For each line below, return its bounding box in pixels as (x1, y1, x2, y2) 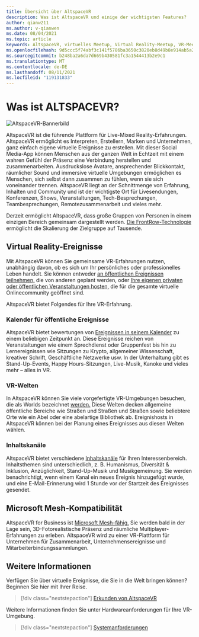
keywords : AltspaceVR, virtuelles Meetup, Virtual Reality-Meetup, (6, 42, 176, 48)
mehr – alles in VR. (6, 367, 52, 374)
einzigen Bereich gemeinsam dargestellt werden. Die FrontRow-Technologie (6, 219, 191, 226)
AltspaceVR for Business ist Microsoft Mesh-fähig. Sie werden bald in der (6, 519, 185, 526)
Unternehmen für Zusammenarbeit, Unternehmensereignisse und (6, 537, 166, 545)
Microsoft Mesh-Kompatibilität (6, 503, 123, 513)
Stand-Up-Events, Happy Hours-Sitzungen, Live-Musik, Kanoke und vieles (6, 360, 188, 367)
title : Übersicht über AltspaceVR (6, 8, 92, 15)
